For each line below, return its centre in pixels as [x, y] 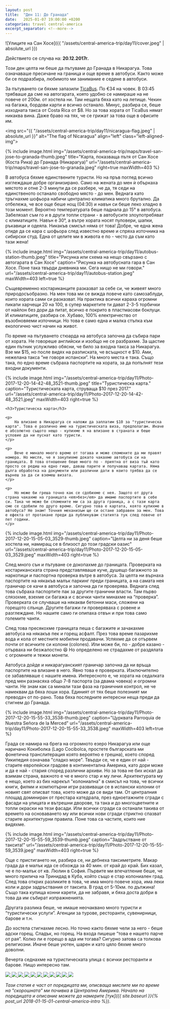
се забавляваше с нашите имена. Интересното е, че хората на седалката [85, 676]
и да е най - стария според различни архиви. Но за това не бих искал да [84, 771]
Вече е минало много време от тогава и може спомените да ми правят [88, 453]
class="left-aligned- [143, 136]
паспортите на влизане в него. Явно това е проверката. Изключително [82, 670]
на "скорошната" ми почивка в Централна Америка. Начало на [75, 991]
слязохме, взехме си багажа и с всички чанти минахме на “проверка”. [82, 597]
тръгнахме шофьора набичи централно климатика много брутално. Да [82, 199]
